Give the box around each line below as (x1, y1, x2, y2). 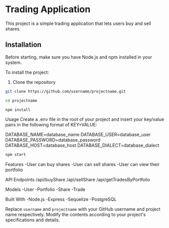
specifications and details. (5, 217, 60, 223)
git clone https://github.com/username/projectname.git (5, 89, 126, 94)
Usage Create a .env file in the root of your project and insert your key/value (5, 116, 164, 122)
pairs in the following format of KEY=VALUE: (5, 122, 97, 128)
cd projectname (5, 98, 38, 103)
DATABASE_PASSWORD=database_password (5, 137, 100, 143)
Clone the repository (12, 79, 56, 85)
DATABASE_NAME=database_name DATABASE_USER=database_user (5, 132, 151, 138)
